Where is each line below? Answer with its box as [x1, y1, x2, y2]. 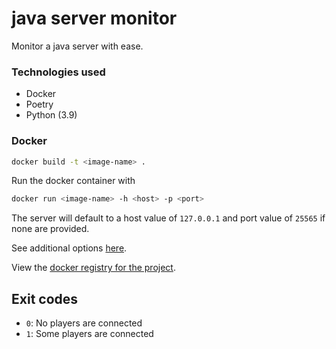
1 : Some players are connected [25, 328, 154, 340]
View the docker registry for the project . [11, 262, 176, 274]
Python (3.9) [25, 109, 78, 121]
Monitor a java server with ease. [11, 40, 144, 52]
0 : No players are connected [25, 317, 143, 329]
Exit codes [11, 290, 79, 307]
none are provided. [11, 223, 90, 235]
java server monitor [11, 7, 178, 30]
